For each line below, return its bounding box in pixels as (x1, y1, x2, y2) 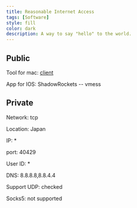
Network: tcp (6, 114, 39, 121)
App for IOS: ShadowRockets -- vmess (6, 80, 101, 87)
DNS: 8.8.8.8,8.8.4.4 (6, 172, 55, 179)
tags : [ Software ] (6, 14, 49, 20)
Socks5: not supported (6, 195, 63, 202)
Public (6, 53, 30, 63)
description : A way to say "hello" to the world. (6, 31, 132, 37)
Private (6, 98, 34, 108)
